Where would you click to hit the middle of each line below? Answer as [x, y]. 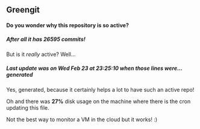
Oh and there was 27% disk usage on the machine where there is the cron [98, 101]
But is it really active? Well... [41, 54]
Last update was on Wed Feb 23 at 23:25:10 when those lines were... [94, 68]
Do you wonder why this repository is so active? [68, 25]
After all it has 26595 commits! [46, 39]
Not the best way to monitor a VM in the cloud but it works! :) [82, 119]
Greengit [23, 10]
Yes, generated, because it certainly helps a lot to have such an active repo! [100, 89]
